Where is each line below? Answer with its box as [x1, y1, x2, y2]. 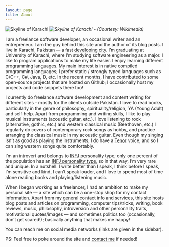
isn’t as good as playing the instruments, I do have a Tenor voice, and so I [5, 137, 158, 144]
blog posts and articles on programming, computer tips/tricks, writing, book [5, 200, 163, 206]
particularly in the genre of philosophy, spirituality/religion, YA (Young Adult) [5, 105, 164, 111]
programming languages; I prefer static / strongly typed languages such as [5, 68, 161, 74]
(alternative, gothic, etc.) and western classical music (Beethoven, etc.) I [5, 121, 156, 127]
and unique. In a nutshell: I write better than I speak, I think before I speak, [5, 163, 160, 169]
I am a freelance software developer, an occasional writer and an [5, 36, 141, 42]
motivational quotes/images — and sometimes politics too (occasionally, [5, 211, 156, 217]
